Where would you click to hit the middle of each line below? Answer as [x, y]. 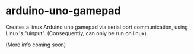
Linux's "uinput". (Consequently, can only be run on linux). [77, 33]
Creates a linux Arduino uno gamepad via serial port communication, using [97, 27]
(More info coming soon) [36, 45]
